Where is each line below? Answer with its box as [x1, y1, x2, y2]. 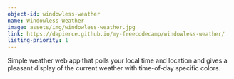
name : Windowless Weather [7, 17, 84, 24]
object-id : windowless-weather [7, 10, 101, 18]
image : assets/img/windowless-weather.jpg [7, 23, 136, 31]
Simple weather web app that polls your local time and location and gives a [7, 56, 228, 65]
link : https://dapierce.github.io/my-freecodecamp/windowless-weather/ [7, 30, 225, 38]
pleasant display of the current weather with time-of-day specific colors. [7, 64, 221, 73]
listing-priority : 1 [7, 37, 69, 44]
